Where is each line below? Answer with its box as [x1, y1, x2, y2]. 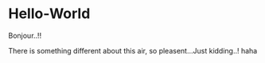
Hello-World [8, 5, 91, 23]
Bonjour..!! [8, 31, 42, 40]
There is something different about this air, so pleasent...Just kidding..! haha [8, 46, 258, 55]
